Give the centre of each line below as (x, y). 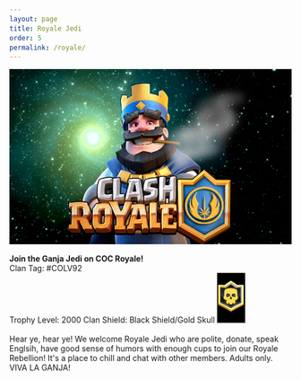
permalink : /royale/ (48, 48)
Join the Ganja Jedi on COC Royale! (77, 259)
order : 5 (26, 38)
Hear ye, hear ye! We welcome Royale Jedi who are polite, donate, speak (144, 339)
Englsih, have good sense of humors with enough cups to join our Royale (144, 348)
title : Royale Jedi (46, 28)
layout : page (34, 19)
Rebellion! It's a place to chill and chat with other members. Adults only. (141, 358)
